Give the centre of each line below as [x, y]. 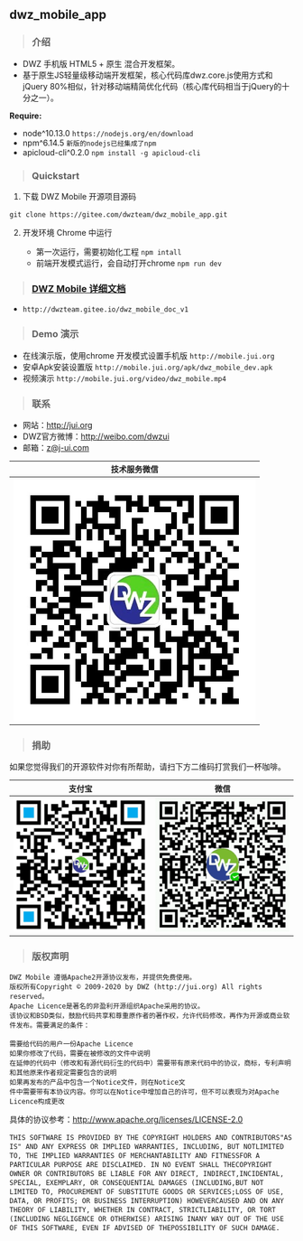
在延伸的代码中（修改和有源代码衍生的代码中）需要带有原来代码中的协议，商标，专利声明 [150, 1063]
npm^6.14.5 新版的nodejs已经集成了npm [89, 143]
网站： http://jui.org [57, 425]
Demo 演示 [55, 334]
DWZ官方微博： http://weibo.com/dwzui [96, 436]
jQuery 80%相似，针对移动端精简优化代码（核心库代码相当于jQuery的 [152, 86]
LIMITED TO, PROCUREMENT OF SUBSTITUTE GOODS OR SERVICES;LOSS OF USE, [147, 1191]
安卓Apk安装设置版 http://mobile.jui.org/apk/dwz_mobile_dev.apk [147, 367]
